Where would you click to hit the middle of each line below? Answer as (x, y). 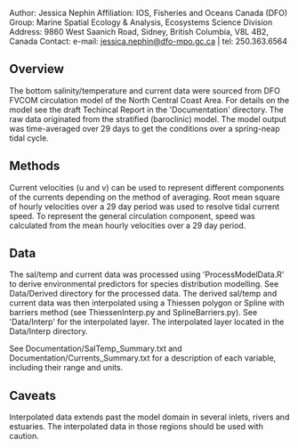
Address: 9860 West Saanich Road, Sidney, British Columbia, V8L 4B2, (139, 32)
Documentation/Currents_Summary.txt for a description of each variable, (143, 358)
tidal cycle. (29, 138)
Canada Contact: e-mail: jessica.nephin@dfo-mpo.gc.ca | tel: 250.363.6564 (148, 41)
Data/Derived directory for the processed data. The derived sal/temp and (143, 294)
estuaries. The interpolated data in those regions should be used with (137, 427)
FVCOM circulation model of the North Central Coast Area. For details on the (149, 100)
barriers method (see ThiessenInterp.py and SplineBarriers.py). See (133, 313)
